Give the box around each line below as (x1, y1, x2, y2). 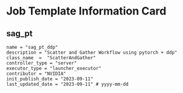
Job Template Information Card (6, 4, 167, 18)
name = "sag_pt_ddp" (6, 44, 59, 50)
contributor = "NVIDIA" (6, 71, 67, 77)
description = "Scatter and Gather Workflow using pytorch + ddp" (6, 50, 178, 56)
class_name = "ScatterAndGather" (6, 55, 96, 61)
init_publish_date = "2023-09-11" (6, 76, 94, 82)
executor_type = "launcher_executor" (6, 65, 102, 71)
